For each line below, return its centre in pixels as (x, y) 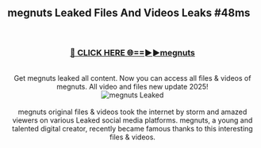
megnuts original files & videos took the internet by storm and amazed (132, 112)
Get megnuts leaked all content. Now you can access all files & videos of (132, 78)
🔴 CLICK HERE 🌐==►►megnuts (132, 52)
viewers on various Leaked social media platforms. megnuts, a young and (132, 120)
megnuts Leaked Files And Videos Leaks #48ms (129, 13)
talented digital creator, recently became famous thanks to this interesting (132, 129)
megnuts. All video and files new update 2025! (132, 87)
